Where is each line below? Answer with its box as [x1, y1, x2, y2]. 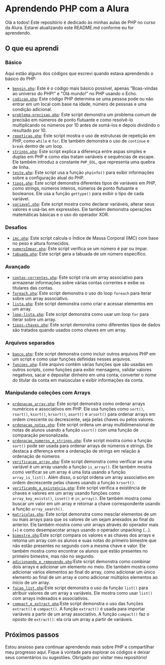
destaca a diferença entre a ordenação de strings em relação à [12, 448, 140, 454]
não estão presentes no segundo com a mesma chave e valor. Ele [12, 543, 146, 549]
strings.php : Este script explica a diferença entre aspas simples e [12, 148, 146, 154]
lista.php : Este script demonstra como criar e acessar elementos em [12, 301, 154, 307]
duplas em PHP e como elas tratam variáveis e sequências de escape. [12, 153, 155, 159]
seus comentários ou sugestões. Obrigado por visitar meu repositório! [5, 654, 148, 660]
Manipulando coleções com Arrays [5, 389, 91, 396]
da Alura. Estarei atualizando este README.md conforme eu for [5, 24, 134, 30]
